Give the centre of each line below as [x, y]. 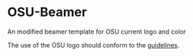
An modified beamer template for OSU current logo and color [97, 31]
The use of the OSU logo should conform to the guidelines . [93, 45]
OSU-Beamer [47, 12]
